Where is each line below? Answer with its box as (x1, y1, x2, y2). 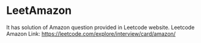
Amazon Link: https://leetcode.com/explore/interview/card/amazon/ (6, 30, 176, 37)
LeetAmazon (6, 4, 72, 18)
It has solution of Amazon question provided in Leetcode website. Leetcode (6, 24, 195, 31)
